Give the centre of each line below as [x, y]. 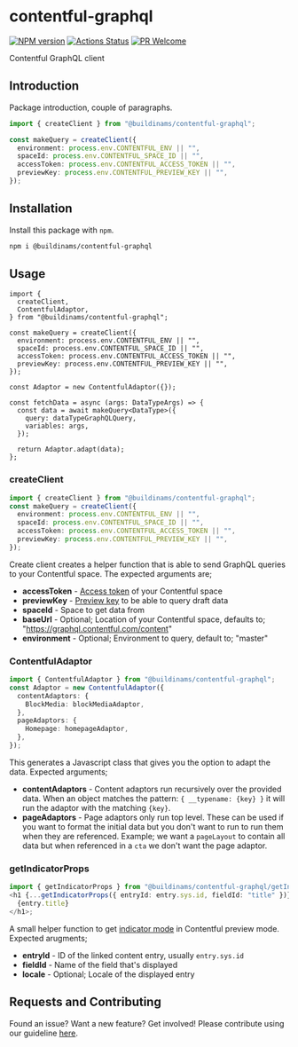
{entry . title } [43, 904]
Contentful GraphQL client [57, 58]
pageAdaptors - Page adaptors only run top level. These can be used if [153, 817]
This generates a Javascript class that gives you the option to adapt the [140, 762]
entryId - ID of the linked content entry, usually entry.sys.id [133, 955]
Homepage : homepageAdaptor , [77, 729]
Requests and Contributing [85, 1002]
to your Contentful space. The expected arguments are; [111, 573]
